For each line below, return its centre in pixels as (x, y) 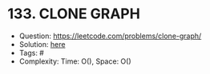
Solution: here (42, 44)
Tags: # (32, 53)
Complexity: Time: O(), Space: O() (75, 61)
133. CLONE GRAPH (74, 14)
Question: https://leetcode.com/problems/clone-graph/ (110, 36)
